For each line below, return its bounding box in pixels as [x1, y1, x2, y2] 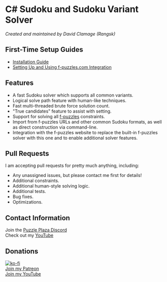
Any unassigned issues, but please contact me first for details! [12, 172, 142, 178]
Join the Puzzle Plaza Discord [5, 227, 67, 233]
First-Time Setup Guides [5, 45, 83, 54]
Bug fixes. [12, 194, 34, 200]
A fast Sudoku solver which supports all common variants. [12, 92, 133, 98]
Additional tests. [12, 189, 46, 195]
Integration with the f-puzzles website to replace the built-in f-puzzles [12, 129, 158, 135]
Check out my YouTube [5, 232, 54, 238]
